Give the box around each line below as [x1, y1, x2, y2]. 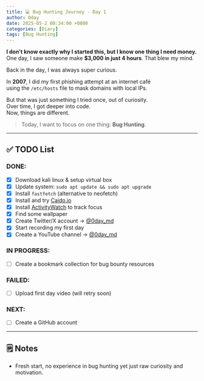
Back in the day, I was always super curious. [6, 66, 117, 73]
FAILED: [6, 275, 30, 284]
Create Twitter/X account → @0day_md [15, 217, 114, 224]
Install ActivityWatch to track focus [15, 204, 103, 211]
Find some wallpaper [15, 211, 68, 218]
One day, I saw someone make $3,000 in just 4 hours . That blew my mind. [6, 55, 194, 62]
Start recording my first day [15, 224, 84, 231]
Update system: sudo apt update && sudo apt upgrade [15, 183, 152, 190]
